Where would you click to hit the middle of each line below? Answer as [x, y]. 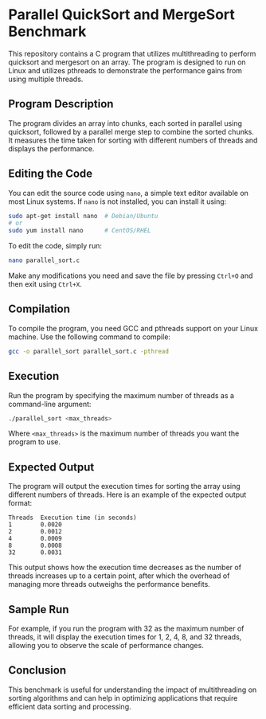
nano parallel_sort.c [44, 260]
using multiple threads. [46, 79]
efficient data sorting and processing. [70, 706]
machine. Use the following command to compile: [90, 337]
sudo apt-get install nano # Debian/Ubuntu [83, 216]
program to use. [35, 442]
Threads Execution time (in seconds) [72, 518]
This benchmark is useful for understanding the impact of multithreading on [133, 690]
